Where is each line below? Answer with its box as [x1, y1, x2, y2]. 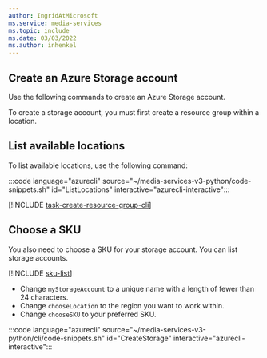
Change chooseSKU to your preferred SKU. [19, 309, 157, 319]
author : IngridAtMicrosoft [8, 11, 98, 20]
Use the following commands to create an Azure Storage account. [8, 92, 225, 101]
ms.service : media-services [8, 19, 102, 27]
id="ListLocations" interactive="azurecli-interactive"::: [51, 185, 230, 194]
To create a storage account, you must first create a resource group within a [8, 107, 260, 117]
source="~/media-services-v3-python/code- [102, 176, 252, 185]
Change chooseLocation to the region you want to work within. [19, 300, 225, 310]
